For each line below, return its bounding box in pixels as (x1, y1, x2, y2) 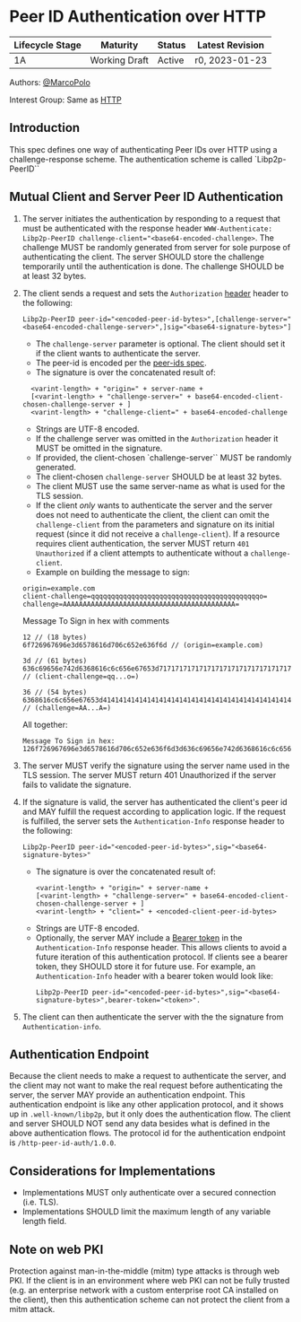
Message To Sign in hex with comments (21, 615, 170, 626)
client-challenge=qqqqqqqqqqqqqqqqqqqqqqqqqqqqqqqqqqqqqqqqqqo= (21, 591, 268, 600)
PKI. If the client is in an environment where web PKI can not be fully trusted (9, 1275, 290, 1285)
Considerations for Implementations (9, 1163, 216, 1178)
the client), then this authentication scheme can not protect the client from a (9, 1294, 290, 1305)
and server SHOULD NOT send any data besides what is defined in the (9, 1118, 271, 1129)
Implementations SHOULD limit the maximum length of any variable (21, 1206, 271, 1217)
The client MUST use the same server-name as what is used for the (35, 480, 286, 491)
